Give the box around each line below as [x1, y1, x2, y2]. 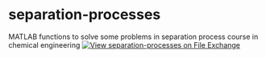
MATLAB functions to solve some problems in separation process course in [8, 32, 259, 41]
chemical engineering [8, 40, 81, 49]
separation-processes [8, 6, 161, 24]
